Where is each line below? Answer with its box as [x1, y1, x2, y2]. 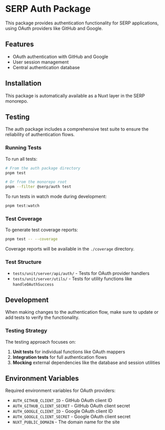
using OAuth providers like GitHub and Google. [5, 25, 103, 31]
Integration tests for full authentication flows [12, 354, 107, 360]
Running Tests [5, 144, 42, 151]
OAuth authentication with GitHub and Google [12, 53, 108, 59]
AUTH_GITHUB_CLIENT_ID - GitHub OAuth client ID [12, 397, 113, 404]
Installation [5, 79, 42, 88]
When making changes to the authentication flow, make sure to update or [5, 309, 159, 315]
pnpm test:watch [5, 203, 40, 208]
